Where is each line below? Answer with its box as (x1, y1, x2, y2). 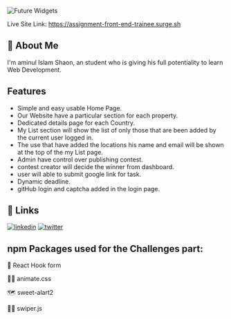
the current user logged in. (17, 133, 93, 142)
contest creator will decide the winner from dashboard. (17, 162, 174, 171)
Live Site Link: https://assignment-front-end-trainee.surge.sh (7, 20, 181, 28)
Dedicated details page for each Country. (17, 118, 136, 127)
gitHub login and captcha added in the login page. (17, 184, 160, 193)
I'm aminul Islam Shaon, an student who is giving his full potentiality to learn (7, 58, 223, 66)
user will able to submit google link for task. (17, 170, 142, 178)
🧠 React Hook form (7, 261, 62, 269)
